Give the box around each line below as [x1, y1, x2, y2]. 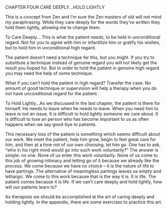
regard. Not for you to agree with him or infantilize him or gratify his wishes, [5, 39, 161, 45]
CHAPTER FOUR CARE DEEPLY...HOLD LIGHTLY [5, 4, 105, 10]
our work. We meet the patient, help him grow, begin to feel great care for [5, 137, 156, 142]
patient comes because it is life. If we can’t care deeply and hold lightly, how [5, 179, 162, 185]
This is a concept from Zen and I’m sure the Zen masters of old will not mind [5, 14, 162, 19]
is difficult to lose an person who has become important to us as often [5, 116, 149, 122]
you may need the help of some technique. [5, 70, 93, 76]
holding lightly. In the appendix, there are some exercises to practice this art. [5, 199, 163, 205]
